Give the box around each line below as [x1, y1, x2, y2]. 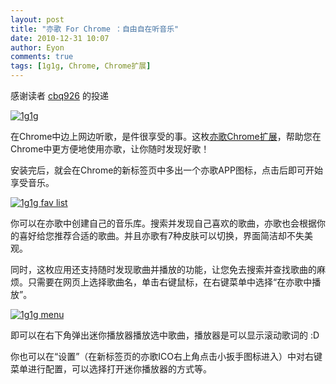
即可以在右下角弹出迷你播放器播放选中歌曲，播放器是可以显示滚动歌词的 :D [10, 329, 320, 341]
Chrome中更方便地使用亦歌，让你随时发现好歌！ [10, 143, 210, 155]
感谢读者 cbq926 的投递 [10, 90, 109, 101]
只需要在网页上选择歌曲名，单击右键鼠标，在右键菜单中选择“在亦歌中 [27, 276, 313, 288]
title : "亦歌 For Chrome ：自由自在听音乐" [10, 24, 180, 34]
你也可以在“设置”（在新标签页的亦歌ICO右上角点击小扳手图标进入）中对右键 [10, 351, 323, 362]
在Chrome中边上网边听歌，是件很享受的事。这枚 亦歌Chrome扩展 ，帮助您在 [10, 131, 322, 142]
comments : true [10, 52, 74, 62]
